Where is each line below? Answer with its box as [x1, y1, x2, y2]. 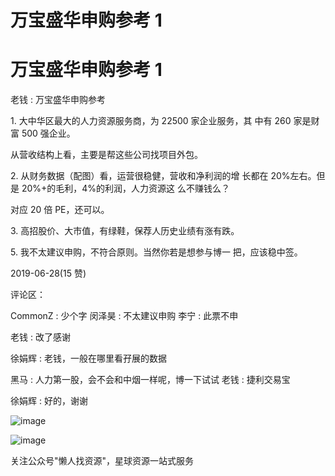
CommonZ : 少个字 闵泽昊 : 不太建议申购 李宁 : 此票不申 [10, 310, 239, 322]
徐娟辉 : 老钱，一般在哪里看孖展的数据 [10, 352, 167, 365]
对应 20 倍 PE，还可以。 [10, 204, 110, 216]
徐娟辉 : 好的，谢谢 [10, 395, 88, 407]
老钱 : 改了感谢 [10, 331, 71, 343]
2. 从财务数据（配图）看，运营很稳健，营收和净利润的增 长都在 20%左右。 [10, 170, 317, 182]
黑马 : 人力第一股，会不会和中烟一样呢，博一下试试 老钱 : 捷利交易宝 [10, 374, 291, 386]
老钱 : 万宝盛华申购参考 [10, 94, 106, 106]
